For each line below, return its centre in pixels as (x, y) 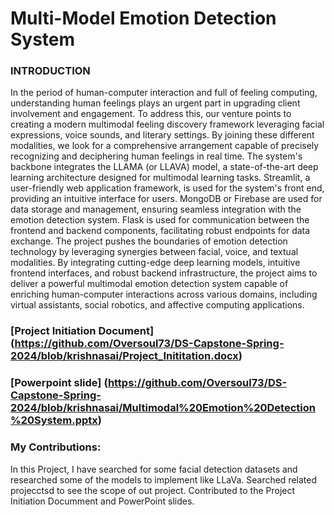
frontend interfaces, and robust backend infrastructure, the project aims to (164, 273)
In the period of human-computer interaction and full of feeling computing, (164, 93)
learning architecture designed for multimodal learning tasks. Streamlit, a (160, 178)
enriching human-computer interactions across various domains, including (164, 294)
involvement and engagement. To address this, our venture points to (151, 114)
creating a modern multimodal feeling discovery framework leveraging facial (167, 124)
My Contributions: (56, 447)
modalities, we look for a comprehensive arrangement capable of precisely (165, 146)
